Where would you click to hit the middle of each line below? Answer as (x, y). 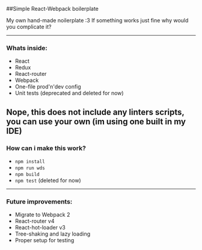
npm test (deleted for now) (48, 180)
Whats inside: (27, 48)
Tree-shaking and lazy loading (53, 234)
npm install (30, 161)
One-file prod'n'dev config (48, 87)
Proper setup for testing (44, 240)
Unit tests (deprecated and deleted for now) (69, 93)
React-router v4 (35, 221)
